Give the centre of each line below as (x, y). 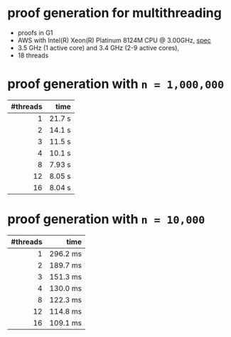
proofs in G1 (35, 33)
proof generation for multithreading (114, 13)
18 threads (33, 55)
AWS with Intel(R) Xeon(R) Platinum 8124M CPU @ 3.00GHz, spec (114, 40)
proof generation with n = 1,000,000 (116, 84)
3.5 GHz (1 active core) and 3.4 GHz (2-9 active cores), (98, 48)
